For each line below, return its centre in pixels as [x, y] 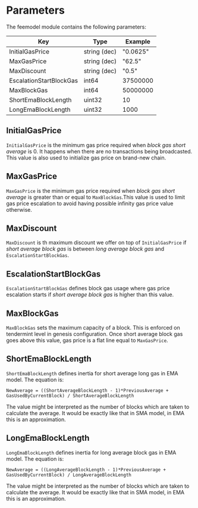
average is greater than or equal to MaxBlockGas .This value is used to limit [96, 197]
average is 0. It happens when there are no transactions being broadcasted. [99, 151]
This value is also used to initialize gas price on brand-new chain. [86, 158]
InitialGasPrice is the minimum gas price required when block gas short [96, 145]
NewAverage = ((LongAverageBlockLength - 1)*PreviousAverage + [86, 470]
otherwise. [19, 209]
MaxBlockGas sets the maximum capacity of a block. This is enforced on [93, 327]
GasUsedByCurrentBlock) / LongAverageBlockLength [69, 475]
